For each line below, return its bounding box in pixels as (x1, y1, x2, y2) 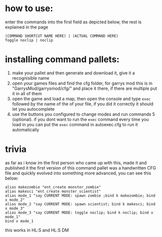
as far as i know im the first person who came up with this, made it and (5, 160, 147, 166)
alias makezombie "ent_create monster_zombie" (5, 185, 101, 189)
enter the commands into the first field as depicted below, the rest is (5, 19, 142, 25)
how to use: (5, 3, 54, 14)
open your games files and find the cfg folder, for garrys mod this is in (12, 80, 153, 86)
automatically (12, 127, 39, 133)
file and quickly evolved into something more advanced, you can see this (5, 170, 151, 176)
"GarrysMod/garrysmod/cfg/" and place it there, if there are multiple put (12, 85, 157, 91)
